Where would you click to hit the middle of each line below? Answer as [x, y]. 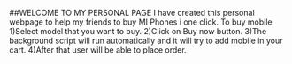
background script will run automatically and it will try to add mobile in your [146, 40]
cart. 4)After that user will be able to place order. [98, 50]
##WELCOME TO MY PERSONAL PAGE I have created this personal [132, 13]
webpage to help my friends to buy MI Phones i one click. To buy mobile [141, 22]
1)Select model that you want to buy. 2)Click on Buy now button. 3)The [138, 31]
